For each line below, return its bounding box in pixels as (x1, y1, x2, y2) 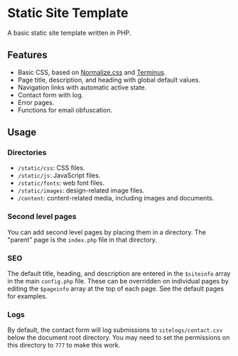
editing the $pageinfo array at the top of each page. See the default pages (7, 284, 225, 293)
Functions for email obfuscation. (17, 105, 112, 114)
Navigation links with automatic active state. (17, 83, 147, 92)
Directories (7, 148, 47, 158)
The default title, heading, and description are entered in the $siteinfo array (7, 269, 231, 278)
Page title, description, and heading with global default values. (17, 75, 201, 84)
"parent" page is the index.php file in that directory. (7, 235, 158, 244)
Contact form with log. (17, 90, 84, 99)
